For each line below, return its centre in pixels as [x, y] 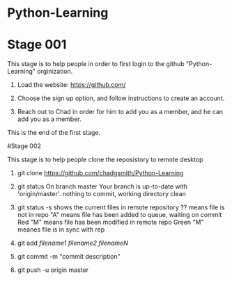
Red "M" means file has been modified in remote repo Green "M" [110, 222]
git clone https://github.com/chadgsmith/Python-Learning [100, 173]
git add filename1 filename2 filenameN [73, 243]
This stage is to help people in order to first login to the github [96, 64]
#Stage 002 [24, 146]
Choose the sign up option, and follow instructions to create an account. [121, 98]
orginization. [55, 72]
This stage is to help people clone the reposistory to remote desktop [105, 160]
